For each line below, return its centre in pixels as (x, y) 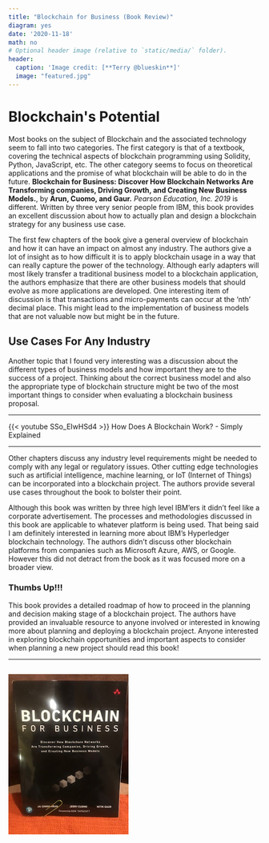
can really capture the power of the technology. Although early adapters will (134, 265)
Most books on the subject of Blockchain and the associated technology (127, 139)
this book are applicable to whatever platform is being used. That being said (133, 524)
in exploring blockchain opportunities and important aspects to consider (127, 639)
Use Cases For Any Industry (79, 342)
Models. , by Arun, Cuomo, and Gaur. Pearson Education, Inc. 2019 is (123, 198)
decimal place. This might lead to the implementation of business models (129, 308)
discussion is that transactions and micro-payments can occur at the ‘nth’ (129, 299)
